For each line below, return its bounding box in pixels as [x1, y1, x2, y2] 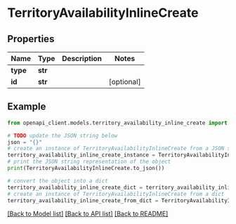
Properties [7, 33, 55, 45]
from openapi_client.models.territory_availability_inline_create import [7, 119, 228, 126]
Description [62, 54, 102, 63]
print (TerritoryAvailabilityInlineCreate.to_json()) [7, 165, 165, 172]
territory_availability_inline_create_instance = [7, 152, 156, 159]
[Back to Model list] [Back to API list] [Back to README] [7, 209, 169, 218]
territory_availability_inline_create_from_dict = [7, 197, 159, 204]
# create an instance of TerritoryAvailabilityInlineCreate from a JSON [7, 145, 225, 152]
